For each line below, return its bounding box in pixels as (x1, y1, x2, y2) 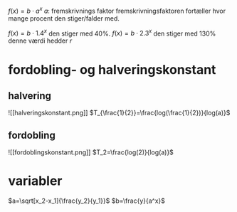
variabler (8, 173, 63, 189)
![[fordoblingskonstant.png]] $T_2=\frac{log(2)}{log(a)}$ (8, 148, 174, 157)
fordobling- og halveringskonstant (8, 61, 216, 78)
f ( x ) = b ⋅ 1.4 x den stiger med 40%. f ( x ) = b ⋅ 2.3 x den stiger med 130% (8, 28, 216, 38)
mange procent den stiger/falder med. (8, 14, 120, 23)
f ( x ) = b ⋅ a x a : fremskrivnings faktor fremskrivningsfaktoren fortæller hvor (8, 6, 226, 15)
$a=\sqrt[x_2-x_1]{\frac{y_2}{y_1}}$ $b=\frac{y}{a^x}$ (8, 196, 166, 205)
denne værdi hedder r (8, 36, 73, 45)
